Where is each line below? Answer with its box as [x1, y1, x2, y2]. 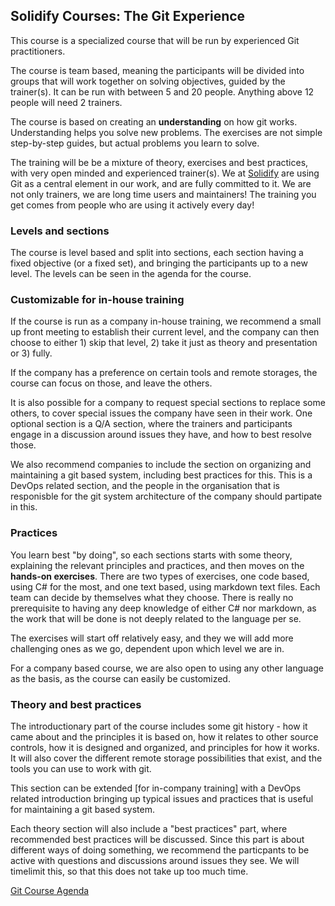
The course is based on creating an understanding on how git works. [10, 115, 298, 128]
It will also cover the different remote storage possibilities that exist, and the [10, 752, 323, 764]
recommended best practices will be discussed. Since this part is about [10, 834, 305, 845]
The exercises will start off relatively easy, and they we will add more [10, 632, 294, 644]
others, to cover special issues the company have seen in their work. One [10, 407, 313, 419]
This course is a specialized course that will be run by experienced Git [10, 34, 300, 46]
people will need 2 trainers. [10, 96, 123, 108]
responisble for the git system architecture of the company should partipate [10, 490, 323, 503]
